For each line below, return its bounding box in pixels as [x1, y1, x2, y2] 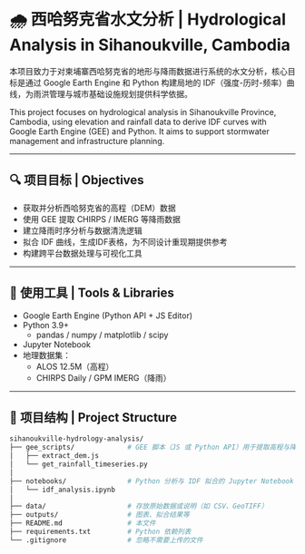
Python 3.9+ [22, 319, 70, 330]
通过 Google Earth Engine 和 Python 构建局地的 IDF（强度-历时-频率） [25, 77, 288, 88]
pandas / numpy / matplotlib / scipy [35, 329, 169, 340]
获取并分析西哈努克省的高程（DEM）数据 [22, 202, 176, 213]
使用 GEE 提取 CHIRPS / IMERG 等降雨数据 [22, 213, 182, 224]
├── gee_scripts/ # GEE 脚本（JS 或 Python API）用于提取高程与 [9, 442, 290, 452]
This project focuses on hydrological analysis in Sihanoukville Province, [9, 106, 277, 117]
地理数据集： [22, 349, 71, 360]
